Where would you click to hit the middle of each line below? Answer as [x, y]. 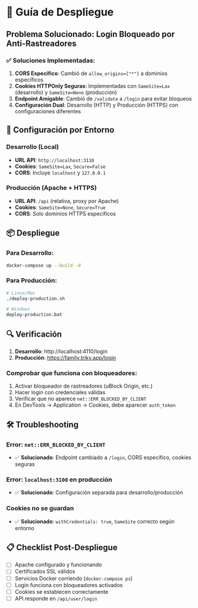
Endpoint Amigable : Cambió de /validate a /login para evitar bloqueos [103, 98]
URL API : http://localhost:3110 [54, 160]
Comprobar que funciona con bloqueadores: [72, 373]
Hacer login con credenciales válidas [60, 392]
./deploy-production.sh [36, 298]
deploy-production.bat [34, 315]
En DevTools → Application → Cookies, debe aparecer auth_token [95, 405]
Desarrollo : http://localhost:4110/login [61, 351]
